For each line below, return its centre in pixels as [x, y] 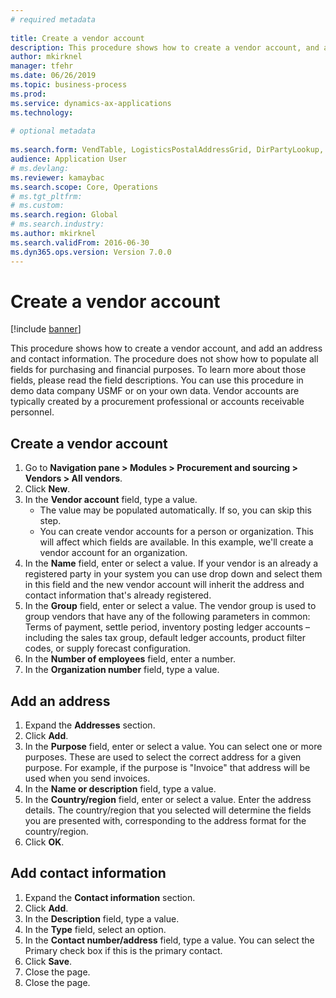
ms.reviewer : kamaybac [57, 177]
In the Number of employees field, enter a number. [130, 659]
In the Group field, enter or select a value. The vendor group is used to [170, 606]
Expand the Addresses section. [90, 725]
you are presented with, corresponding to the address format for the [165, 821]
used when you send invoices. [87, 778]
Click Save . [48, 961]
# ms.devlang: [40, 168]
